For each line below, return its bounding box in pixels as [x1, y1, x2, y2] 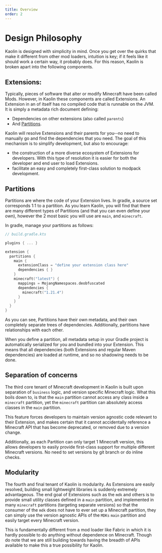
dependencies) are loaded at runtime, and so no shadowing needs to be [5, 352, 149, 358]
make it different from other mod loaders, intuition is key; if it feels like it [5, 54, 148, 60]
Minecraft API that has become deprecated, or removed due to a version [5, 424, 149, 430]
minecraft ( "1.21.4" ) [22, 290, 64, 295]
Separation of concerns [5, 371, 78, 379]
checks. [5, 454, 21, 460]
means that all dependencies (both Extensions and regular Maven [5, 347, 136, 353]
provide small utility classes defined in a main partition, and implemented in [5, 497, 154, 503]
